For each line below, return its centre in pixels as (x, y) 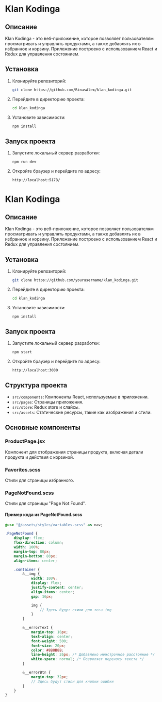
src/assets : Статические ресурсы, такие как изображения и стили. (82, 412)
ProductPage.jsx (25, 441)
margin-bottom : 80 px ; (35, 556)
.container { (27, 569)
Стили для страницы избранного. (40, 480)
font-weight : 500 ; (49, 641)
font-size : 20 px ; (49, 646)
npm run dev (24, 162)
